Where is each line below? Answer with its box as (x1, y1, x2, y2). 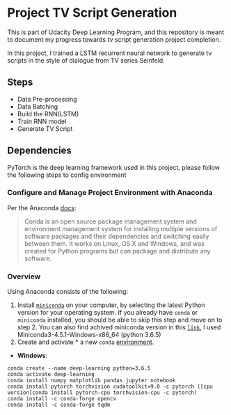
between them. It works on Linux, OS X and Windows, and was (24, 239, 205, 248)
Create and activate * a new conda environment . (17, 338, 154, 346)
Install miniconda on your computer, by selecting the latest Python (17, 301, 205, 309)
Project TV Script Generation (7, 5, 177, 21)
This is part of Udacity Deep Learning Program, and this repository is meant (7, 28, 225, 36)
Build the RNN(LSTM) (17, 109, 79, 118)
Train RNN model (17, 117, 67, 125)
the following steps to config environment (7, 171, 127, 179)
